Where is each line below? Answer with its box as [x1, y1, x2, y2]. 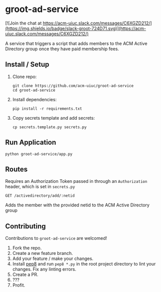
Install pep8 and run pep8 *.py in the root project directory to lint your [12, 261, 156, 267]
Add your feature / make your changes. [12, 255, 93, 261]
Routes [5, 165, 28, 173]
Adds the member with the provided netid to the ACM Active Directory [5, 202, 150, 208]
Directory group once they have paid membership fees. [5, 46, 119, 52]
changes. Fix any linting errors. [12, 266, 76, 272]
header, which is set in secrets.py [5, 184, 75, 190]
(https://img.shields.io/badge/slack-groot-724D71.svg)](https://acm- [5, 25, 146, 31]
